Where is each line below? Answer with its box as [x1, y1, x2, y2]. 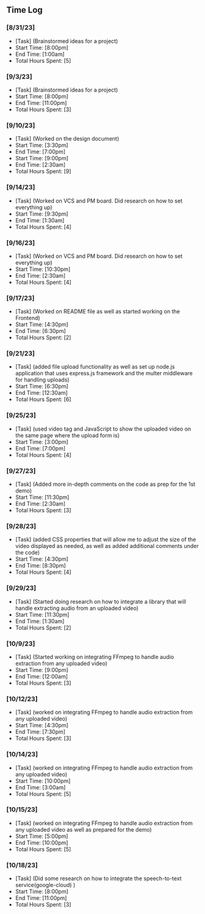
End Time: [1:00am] [15, 50, 65, 58]
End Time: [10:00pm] [15, 838, 69, 846]
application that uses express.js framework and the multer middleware [15, 370, 193, 377]
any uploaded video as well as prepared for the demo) [15, 826, 152, 833]
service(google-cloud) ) [15, 881, 75, 889]
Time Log [6, 5, 43, 15]
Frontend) [15, 314, 40, 322]
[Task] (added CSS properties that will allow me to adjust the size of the [15, 536, 196, 543]
